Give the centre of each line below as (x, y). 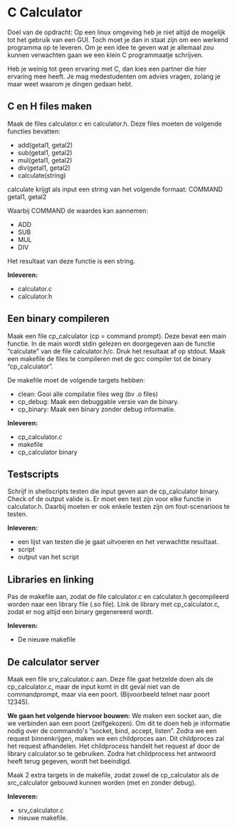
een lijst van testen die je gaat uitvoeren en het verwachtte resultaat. (118, 542)
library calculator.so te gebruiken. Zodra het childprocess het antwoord (112, 753)
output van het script (48, 557)
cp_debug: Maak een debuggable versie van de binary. (98, 401)
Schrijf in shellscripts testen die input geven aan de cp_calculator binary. (114, 491)
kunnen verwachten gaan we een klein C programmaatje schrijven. (105, 55)
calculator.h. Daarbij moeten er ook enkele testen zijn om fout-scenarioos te (118, 507)
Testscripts (33, 474)
